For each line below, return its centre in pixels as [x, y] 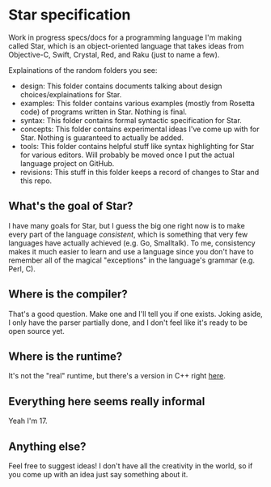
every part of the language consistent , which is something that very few [128, 234]
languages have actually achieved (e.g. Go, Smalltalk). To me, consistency [132, 243]
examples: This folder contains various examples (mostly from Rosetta [137, 103]
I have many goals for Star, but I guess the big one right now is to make [127, 225]
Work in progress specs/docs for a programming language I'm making [125, 37]
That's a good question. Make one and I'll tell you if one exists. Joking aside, [135, 314]
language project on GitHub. [67, 163]
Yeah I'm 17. [28, 421]
